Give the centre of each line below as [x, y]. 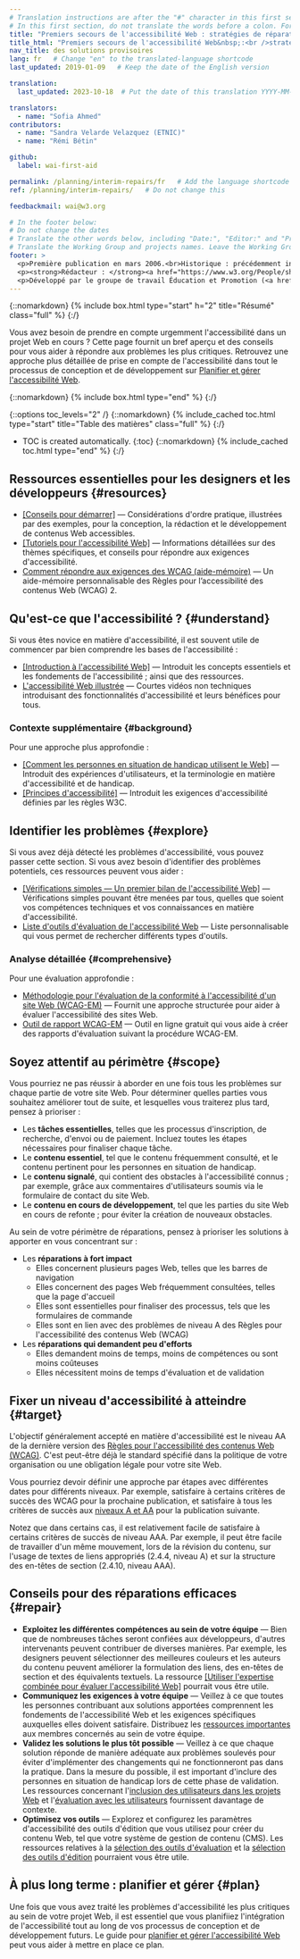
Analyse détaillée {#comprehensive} [91, 959]
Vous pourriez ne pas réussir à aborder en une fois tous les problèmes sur [146, 1084]
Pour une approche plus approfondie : [79, 748]
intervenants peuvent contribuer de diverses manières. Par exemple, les [154, 1648]
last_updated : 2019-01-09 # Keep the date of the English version [139, 68]
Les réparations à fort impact [77, 1259]
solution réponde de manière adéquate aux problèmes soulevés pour [149, 1753]
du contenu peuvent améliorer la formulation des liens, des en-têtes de [153, 1667]
